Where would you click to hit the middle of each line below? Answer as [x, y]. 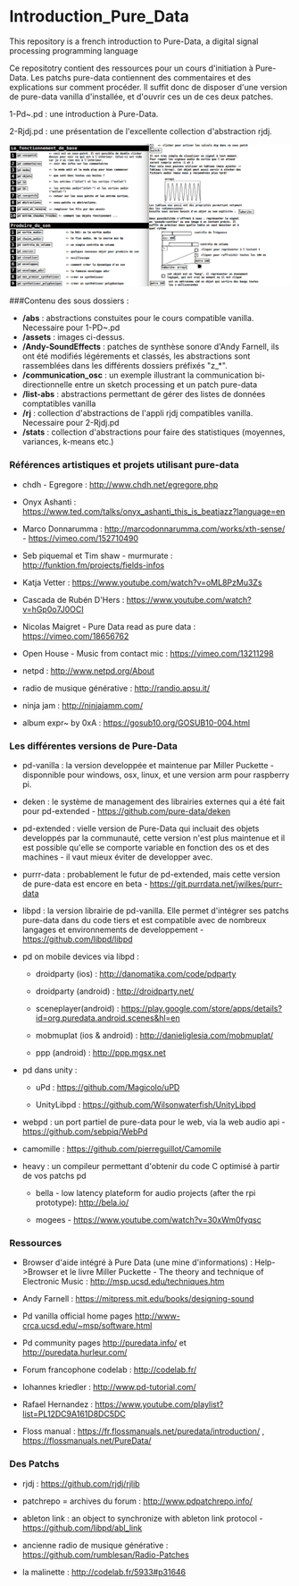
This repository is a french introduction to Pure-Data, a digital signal [134, 41]
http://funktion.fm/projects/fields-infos [93, 564]
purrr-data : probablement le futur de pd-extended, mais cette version [151, 874]
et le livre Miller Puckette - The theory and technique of [162, 1272]
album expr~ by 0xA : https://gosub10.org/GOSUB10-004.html [136, 723]
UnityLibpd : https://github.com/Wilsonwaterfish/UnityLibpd [145, 1104]
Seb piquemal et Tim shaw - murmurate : [97, 556]
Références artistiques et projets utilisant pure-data [124, 465]
